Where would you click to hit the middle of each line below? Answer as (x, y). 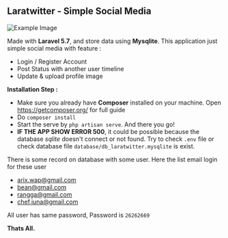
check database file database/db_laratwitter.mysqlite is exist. (106, 146)
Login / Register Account (52, 62)
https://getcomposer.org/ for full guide (71, 109)
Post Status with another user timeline (70, 68)
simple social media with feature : (54, 48)
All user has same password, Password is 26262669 (79, 215)
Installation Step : (32, 89)
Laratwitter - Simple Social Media (79, 11)
